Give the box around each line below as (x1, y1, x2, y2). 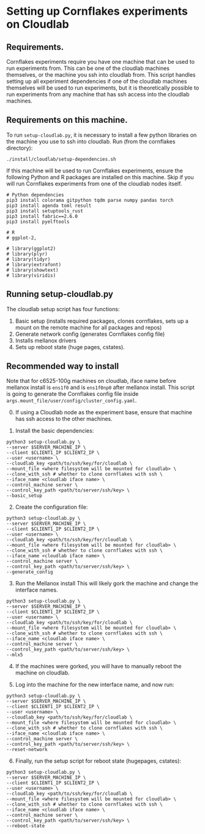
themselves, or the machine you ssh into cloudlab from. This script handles (6, 71, 196, 78)
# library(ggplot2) (6, 245, 56, 252)
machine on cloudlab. (15, 669, 70, 676)
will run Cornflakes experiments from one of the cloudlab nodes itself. (6, 180, 182, 187)
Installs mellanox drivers (15, 336, 76, 344)
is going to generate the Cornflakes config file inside (6, 390, 139, 398)
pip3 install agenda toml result (6, 203, 92, 209)
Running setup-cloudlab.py (6, 289, 113, 299)
